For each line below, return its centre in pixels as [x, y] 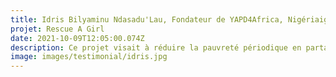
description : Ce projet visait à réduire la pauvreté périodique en [156, 47]
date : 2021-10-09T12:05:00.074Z [77, 38]
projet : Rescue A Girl [57, 29]
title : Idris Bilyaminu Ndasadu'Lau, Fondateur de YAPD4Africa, [147, 19]
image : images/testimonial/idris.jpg [89, 57]
